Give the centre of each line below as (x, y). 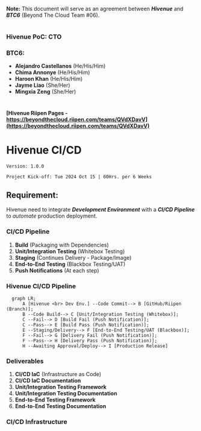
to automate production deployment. (52, 216)
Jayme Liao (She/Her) (42, 85)
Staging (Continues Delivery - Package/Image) (73, 257)
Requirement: (32, 195)
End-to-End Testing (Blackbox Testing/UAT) (70, 264)
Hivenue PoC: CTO (34, 37)
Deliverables (25, 361)
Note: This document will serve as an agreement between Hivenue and (95, 9)
